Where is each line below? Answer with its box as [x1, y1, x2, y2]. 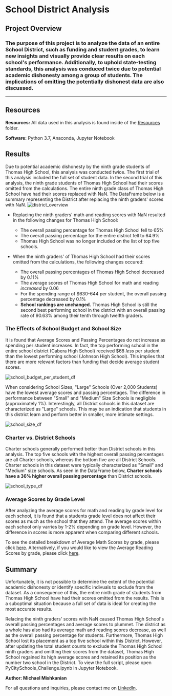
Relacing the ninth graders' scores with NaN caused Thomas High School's [5, 616, 164, 622]
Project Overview [5, 24, 62, 33]
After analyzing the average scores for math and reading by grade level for [5, 507, 163, 514]
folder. [5, 125, 19, 131]
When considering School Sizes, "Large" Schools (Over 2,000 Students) [5, 384, 158, 390]
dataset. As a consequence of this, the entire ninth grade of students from [5, 590, 162, 596]
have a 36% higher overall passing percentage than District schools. [5, 473, 153, 479]
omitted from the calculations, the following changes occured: [12, 258, 144, 265]
